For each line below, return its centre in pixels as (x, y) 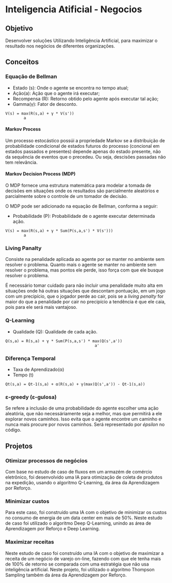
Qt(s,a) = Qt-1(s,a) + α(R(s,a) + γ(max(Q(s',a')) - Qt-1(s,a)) (75, 384)
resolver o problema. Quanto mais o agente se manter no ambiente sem (81, 265)
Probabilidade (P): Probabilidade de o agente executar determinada (84, 216)
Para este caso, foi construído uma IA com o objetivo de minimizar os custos (86, 512)
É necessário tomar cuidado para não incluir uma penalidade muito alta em (84, 285)
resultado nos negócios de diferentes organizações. (60, 46)
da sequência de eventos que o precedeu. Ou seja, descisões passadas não (86, 156)
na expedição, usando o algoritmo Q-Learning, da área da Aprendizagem (82, 482)
